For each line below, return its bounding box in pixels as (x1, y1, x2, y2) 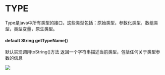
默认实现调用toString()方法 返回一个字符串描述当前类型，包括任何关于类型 (5, 49, 156, 55)
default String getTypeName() (5, 37, 68, 43)
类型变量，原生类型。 (13, 25, 57, 32)
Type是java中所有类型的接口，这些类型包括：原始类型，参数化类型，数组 (5, 20, 154, 25)
